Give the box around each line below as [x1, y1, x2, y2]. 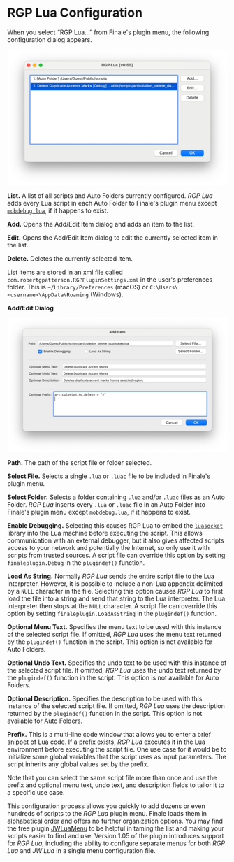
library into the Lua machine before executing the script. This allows [7, 529, 203, 538]
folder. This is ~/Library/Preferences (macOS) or [7, 283, 149, 292]
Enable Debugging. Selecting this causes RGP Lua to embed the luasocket [7, 522, 224, 530]
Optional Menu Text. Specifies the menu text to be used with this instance [7, 623, 222, 631]
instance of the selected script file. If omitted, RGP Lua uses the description [7, 702, 225, 710]
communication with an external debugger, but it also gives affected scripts [7, 536, 225, 545]
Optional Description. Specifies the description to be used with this [7, 694, 203, 703]
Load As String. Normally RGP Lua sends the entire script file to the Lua [7, 572, 215, 581]
